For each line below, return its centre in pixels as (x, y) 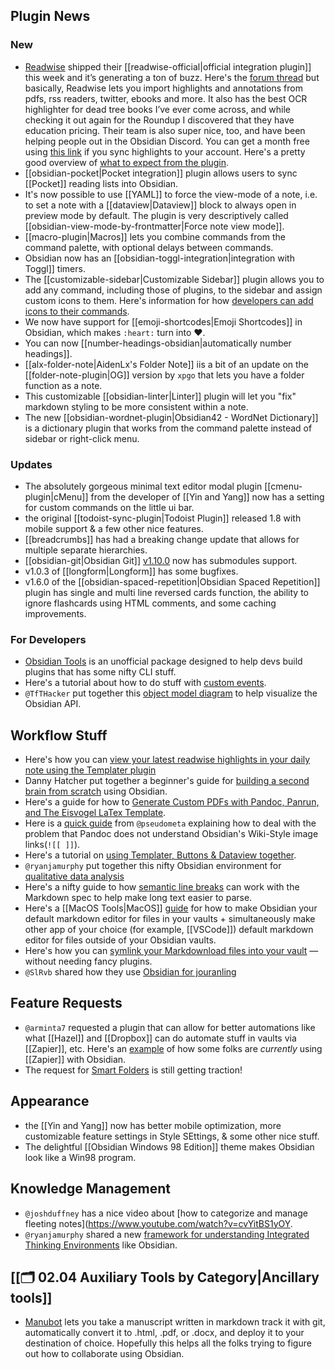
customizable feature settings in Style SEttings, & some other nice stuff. (172, 1136)
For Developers (48, 639)
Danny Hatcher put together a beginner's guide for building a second (167, 781)
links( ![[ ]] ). (52, 845)
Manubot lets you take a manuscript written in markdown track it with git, (175, 1322)
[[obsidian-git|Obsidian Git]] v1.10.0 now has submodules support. (161, 560)
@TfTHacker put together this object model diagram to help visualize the (171, 693)
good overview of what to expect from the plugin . (127, 162)
